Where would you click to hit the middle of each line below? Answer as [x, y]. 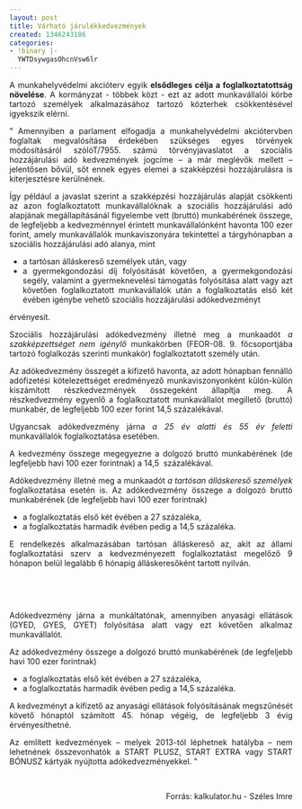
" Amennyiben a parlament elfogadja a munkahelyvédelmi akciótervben [151, 131]
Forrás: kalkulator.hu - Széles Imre [229, 796]
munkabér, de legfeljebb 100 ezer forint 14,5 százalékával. [117, 409]
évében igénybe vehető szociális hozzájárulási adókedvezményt [141, 299]
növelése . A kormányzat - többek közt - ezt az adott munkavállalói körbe [151, 94]
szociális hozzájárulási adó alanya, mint [82, 244]
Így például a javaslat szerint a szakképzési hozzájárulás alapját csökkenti [151, 196]
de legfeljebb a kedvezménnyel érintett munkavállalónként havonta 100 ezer [151, 225]
